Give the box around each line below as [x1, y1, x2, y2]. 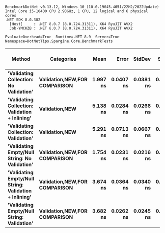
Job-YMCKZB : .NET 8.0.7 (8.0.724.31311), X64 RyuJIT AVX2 [9, 26, 133, 31]
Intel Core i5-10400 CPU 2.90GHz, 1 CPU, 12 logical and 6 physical [5, 9, 148, 14]
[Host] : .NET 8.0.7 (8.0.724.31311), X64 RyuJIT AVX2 [9, 22, 133, 26]
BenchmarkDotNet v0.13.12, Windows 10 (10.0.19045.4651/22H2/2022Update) [5, 4, 160, 9]
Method [11, 56, 30, 62]
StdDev [133, 56, 151, 62]
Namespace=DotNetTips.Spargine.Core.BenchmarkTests [5, 39, 113, 44]
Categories [50, 56, 77, 62]
